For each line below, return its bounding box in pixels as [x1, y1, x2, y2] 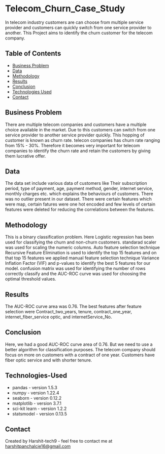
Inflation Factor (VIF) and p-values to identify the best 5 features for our [5, 260, 151, 266]
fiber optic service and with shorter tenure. [5, 357, 92, 363]
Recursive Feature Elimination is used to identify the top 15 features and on [5, 250, 157, 256]
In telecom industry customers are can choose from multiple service [5, 19, 144, 25]
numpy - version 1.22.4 [12, 390, 60, 396]
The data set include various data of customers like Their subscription [5, 180, 147, 186]
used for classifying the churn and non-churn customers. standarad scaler [5, 239, 157, 245]
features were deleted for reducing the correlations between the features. [5, 206, 155, 212]
